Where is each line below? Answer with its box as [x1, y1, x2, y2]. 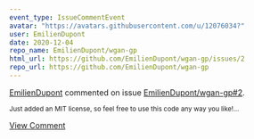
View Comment [9, 119, 66, 130]
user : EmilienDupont [9, 29, 86, 38]
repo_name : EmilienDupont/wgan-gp [9, 46, 138, 55]
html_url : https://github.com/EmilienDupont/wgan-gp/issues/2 [9, 54, 245, 63]
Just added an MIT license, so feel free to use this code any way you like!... [9, 104, 240, 113]
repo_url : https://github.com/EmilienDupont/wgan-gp [9, 63, 209, 72]
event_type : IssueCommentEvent [9, 12, 126, 22]
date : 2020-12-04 [9, 37, 74, 47]
